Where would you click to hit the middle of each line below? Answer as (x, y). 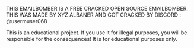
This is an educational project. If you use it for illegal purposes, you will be (97, 33)
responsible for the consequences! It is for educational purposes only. (92, 39)
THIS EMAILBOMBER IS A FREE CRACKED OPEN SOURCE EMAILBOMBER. (97, 9)
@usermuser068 (27, 21)
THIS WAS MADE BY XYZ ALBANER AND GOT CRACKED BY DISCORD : (94, 15)
